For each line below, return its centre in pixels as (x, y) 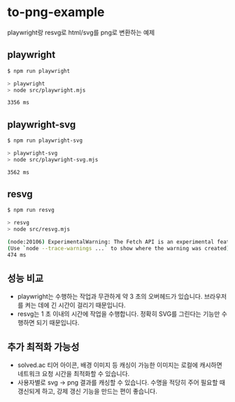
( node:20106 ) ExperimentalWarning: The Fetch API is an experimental (111, 242)
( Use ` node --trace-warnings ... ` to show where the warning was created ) (119, 248)
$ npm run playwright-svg (45, 141)
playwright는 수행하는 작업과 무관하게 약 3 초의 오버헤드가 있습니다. (110, 296)
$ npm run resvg (31, 210)
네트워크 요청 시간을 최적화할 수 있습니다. (73, 374)
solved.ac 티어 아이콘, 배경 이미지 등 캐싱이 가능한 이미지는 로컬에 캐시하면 (120, 365)
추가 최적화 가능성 (43, 347)
